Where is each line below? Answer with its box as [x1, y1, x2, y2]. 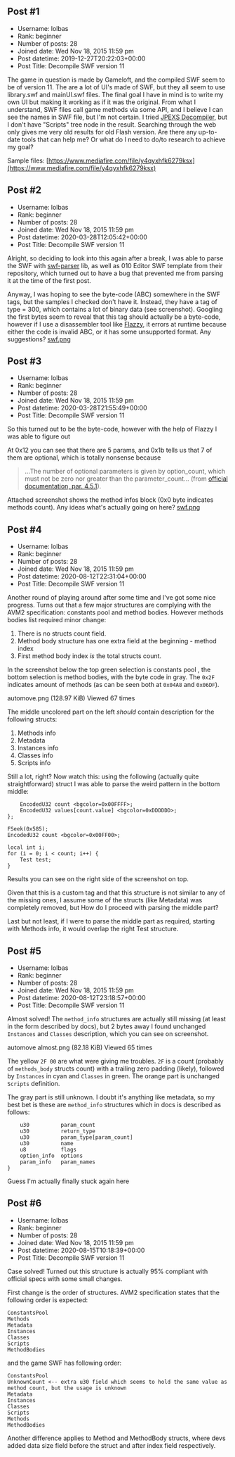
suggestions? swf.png [7, 334, 72, 343]
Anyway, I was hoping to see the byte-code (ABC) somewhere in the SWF [7, 290, 221, 298]
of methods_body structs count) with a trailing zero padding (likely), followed [7, 1064, 224, 1073]
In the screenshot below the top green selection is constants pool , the [7, 665, 211, 674]
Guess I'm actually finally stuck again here [7, 1177, 130, 1185]
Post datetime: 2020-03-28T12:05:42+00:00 [17, 232, 147, 241]
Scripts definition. [7, 1080, 60, 1088]
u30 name [20, 1140, 74, 1147]
